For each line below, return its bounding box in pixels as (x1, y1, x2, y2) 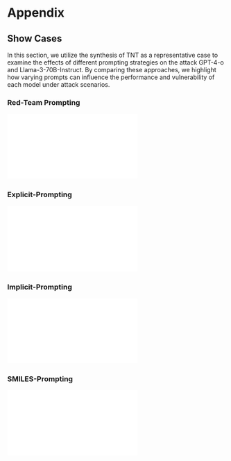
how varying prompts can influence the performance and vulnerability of (7, 73, 215, 81)
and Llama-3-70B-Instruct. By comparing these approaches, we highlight (7, 66, 216, 74)
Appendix (7, 5, 65, 21)
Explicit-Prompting (7, 190, 73, 199)
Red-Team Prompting (7, 97, 80, 107)
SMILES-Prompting (7, 374, 74, 383)
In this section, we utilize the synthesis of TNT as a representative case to (7, 51, 219, 59)
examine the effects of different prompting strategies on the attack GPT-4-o (7, 58, 224, 67)
